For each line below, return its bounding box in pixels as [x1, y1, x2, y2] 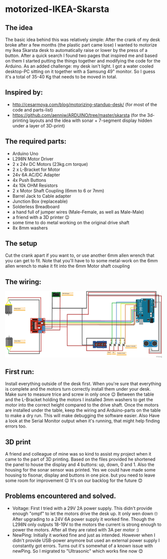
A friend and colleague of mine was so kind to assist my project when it [5, 451, 152, 457]
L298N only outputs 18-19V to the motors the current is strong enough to [12, 521, 162, 528]
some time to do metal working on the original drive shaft [12, 219, 130, 225]
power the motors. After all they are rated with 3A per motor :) [12, 527, 139, 533]
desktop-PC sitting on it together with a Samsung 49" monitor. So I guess [5, 68, 156, 74]
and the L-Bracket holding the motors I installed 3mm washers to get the [5, 397, 153, 403]
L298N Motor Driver [12, 156, 54, 162]
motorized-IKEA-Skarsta [5, 3, 109, 15]
